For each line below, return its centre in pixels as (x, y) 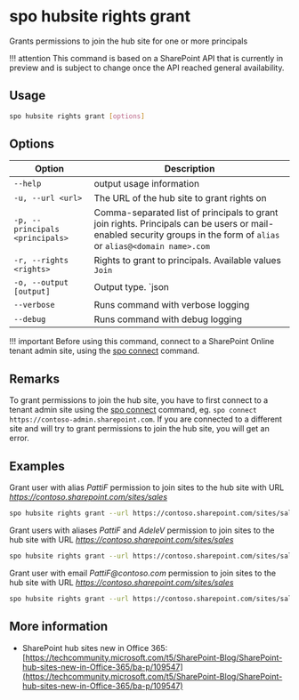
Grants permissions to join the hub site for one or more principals (129, 41)
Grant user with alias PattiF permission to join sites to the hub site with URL (147, 487)
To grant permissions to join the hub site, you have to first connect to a (139, 400)
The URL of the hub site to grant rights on (180, 198)
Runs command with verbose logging (172, 305)
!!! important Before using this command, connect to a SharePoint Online (142, 342)
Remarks (35, 378)
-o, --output (41, 283)
